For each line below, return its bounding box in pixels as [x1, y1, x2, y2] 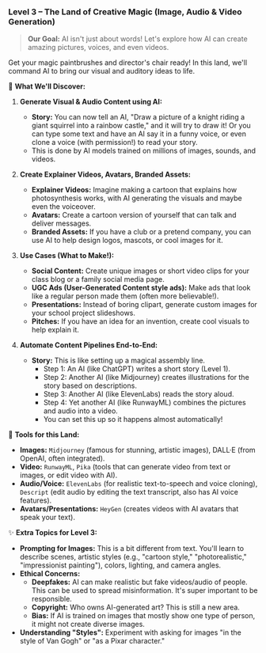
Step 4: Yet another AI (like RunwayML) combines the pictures [43, 398, 247, 408]
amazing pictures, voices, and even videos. [27, 43, 169, 52]
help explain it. [31, 325, 79, 335]
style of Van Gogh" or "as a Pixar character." [19, 636, 165, 646]
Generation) [8, 16, 55, 27]
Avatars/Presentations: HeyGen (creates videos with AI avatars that [19, 504, 239, 514]
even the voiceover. [31, 202, 97, 211]
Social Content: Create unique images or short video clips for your [31, 266, 250, 275]
